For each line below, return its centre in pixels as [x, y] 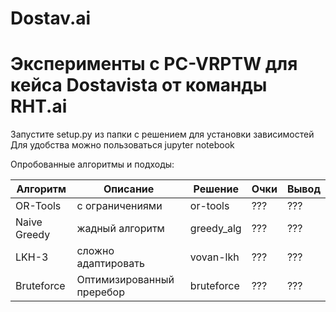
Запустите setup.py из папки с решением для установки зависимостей [162, 134]
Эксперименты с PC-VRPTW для [154, 64]
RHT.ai [39, 106]
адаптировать [110, 264]
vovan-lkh [214, 257]
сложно [95, 251]
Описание [129, 189]
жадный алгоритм [120, 229]
